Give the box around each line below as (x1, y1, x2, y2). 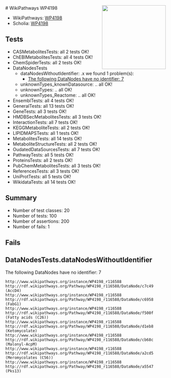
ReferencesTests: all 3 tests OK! (12, 168, 80, 174)
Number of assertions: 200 (12, 218, 70, 224)
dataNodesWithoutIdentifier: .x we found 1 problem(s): (20, 70, 134, 76)
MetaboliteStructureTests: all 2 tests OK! (12, 140, 97, 147)
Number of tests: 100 (12, 212, 57, 219)
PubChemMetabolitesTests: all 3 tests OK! (12, 162, 101, 169)
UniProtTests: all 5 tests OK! (12, 173, 71, 179)
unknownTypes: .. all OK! (20, 86, 72, 92)
